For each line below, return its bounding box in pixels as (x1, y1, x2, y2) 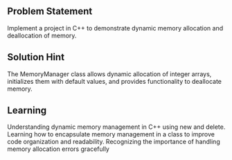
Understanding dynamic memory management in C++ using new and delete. (7, 123, 226, 131)
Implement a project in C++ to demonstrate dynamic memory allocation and (7, 24, 224, 32)
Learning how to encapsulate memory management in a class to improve (7, 130, 215, 139)
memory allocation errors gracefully (7, 145, 109, 153)
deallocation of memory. (7, 31, 77, 39)
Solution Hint (7, 51, 64, 63)
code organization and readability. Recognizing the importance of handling (7, 138, 220, 146)
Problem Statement (7, 6, 93, 17)
